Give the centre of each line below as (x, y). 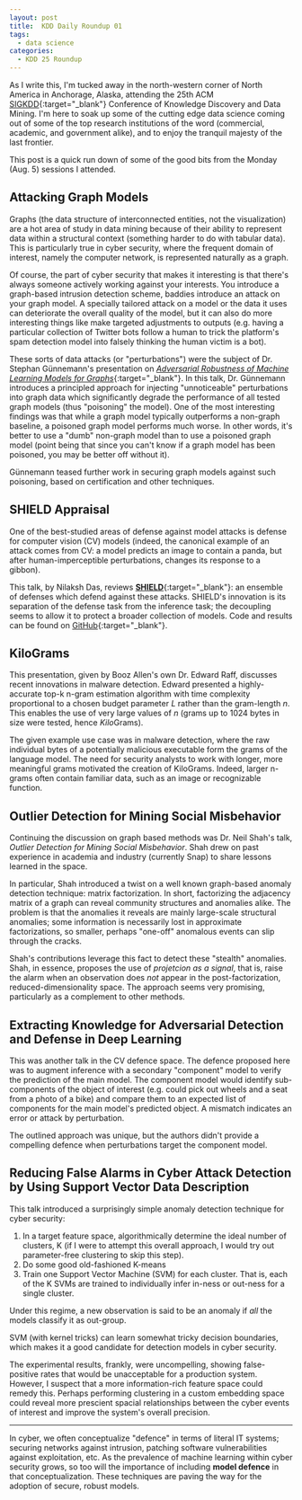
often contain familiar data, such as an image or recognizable (148, 778)
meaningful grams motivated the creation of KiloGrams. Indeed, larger (139, 768)
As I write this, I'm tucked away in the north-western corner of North (136, 85)
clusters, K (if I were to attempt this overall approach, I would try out (148, 1245)
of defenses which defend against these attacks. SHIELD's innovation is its (147, 596)
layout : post (34, 18)
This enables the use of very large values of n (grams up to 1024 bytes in (145, 713)
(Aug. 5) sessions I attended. (63, 169)
